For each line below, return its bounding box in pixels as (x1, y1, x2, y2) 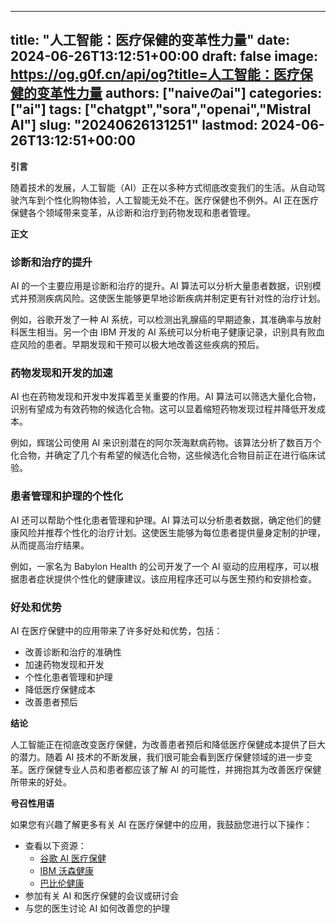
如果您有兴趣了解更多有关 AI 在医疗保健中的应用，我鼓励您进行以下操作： (10, 819, 313, 830)
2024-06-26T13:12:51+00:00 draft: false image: (10, 48, 319, 65)
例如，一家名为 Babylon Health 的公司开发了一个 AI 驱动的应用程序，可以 (10, 560, 311, 572)
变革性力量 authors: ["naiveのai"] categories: (36, 85, 323, 102)
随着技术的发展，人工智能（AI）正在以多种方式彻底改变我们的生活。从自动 (10, 181, 317, 193)
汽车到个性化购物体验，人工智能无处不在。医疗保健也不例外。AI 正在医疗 (18, 194, 320, 206)
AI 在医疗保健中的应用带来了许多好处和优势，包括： (10, 625, 223, 636)
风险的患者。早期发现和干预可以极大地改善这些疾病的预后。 (18, 339, 265, 351)
